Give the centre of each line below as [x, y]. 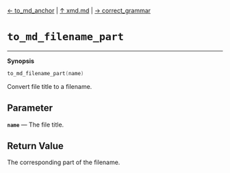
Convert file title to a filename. [50, 86]
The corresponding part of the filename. [64, 162]
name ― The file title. [36, 124]
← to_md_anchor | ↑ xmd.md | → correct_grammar [79, 11]
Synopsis [21, 61]
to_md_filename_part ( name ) [46, 73]
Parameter [30, 108]
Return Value [35, 146]
